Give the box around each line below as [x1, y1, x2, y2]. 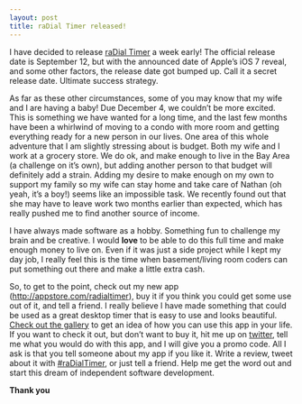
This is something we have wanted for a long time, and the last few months [9, 112, 288, 123]
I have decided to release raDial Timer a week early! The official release [9, 46, 276, 57]
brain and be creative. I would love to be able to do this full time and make [9, 234, 284, 245]
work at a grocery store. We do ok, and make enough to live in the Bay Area [9, 150, 290, 161]
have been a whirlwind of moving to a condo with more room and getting [9, 121, 279, 132]
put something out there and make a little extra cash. [9, 263, 206, 274]
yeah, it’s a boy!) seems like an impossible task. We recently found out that [9, 188, 287, 199]
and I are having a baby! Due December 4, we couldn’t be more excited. [9, 102, 277, 113]
